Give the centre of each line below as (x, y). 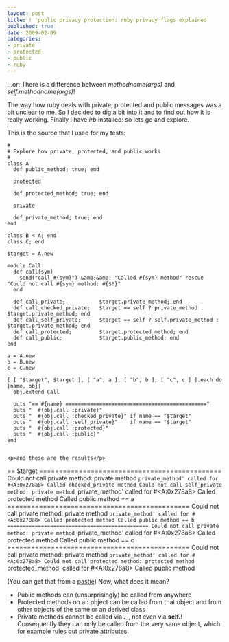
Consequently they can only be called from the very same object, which (119, 623)
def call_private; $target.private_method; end (98, 302)
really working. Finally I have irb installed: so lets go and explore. (98, 119)
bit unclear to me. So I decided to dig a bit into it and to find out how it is (109, 112)
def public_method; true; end (56, 169)
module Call (24, 265)
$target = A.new (30, 254)
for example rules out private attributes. (73, 631)
